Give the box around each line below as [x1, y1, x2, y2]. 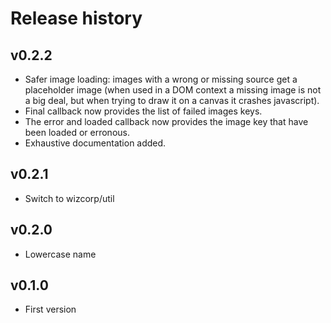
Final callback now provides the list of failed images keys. [24, 105, 263, 117]
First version [24, 303, 77, 316]
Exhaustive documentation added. [24, 137, 167, 149]
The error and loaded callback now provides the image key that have [24, 116, 309, 127]
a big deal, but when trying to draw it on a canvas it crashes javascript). [24, 95, 320, 106]
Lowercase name [24, 248, 97, 260]
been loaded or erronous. [24, 127, 130, 138]
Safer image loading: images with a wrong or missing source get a [24, 73, 298, 85]
